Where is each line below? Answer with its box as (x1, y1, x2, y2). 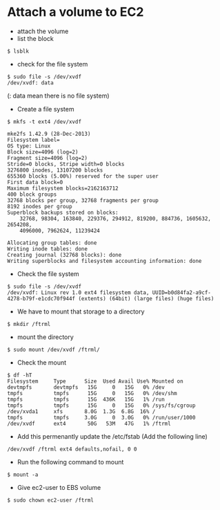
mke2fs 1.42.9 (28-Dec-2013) (7, 130, 91, 137)
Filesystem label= (7, 136, 60, 143)
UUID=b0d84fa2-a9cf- (152, 289, 212, 296)
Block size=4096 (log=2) (7, 148, 79, 156)
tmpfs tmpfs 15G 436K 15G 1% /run (7, 396, 166, 403)
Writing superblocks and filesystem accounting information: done (7, 257, 202, 264)
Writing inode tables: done (7, 245, 88, 253)
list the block (17, 34, 54, 42)
